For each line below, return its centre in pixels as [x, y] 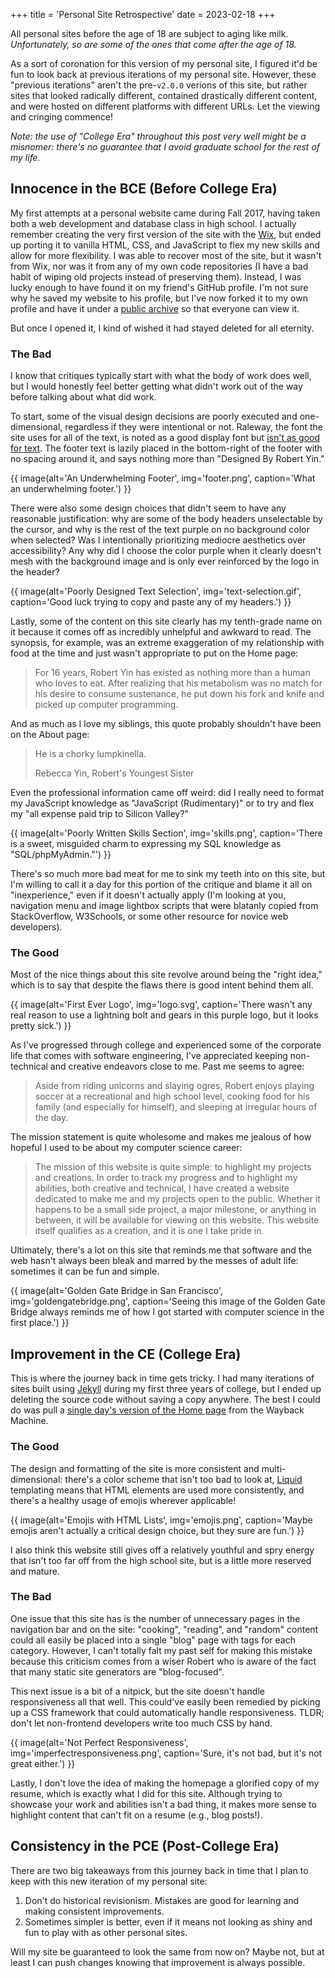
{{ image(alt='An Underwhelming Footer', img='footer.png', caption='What [163, 478]
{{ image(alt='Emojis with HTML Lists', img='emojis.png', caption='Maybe [161, 1520]
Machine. [29, 1421]
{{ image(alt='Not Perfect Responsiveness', [99, 1742]
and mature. [35, 1571]
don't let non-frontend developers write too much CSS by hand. [141, 1723]
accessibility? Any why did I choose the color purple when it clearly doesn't [166, 551]
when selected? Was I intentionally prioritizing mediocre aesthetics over [158, 540]
